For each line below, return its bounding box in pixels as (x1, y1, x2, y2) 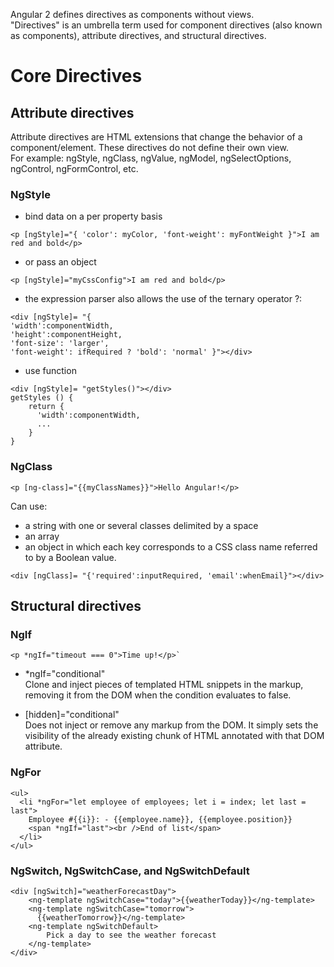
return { (28, 402, 65, 412)
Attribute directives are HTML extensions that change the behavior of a (10, 131, 303, 143)
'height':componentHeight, (10, 330, 123, 340)
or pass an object (24, 256, 97, 268)
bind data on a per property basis (24, 210, 163, 223)
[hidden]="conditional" (24, 709, 120, 721)
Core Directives (10, 65, 143, 88)
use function (24, 365, 77, 377)
